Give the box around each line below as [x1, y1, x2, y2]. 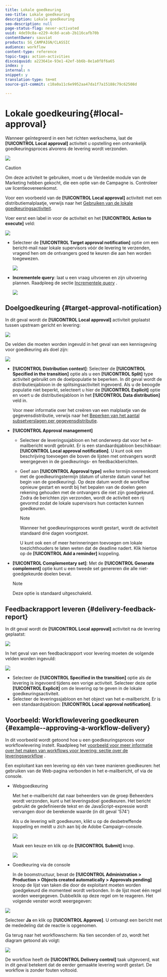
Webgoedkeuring [12, 783, 48, 789]
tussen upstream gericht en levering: [5, 322, 81, 328]
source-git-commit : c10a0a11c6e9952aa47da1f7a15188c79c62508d [5, 82, 137, 87]
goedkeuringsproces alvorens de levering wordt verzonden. [5, 146, 128, 152]
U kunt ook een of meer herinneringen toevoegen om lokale [19, 540, 143, 546]
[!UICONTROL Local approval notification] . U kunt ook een [19, 448, 143, 454]
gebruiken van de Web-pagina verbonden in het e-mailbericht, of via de [5, 768, 153, 774]
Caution [5, 165, 21, 171]
